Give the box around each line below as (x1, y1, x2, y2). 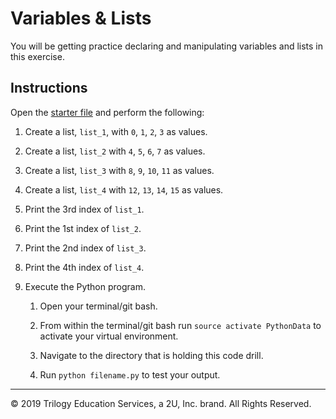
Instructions (10, 80, 88, 97)
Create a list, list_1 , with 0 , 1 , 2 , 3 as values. (24, 125, 208, 137)
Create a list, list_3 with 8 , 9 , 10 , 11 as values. (24, 164, 215, 176)
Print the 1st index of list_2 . (24, 222, 142, 234)
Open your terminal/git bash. (39, 300, 158, 312)
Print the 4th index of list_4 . (24, 261, 145, 273)
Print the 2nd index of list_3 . (24, 242, 147, 254)
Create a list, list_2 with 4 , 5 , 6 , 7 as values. (24, 145, 206, 157)
